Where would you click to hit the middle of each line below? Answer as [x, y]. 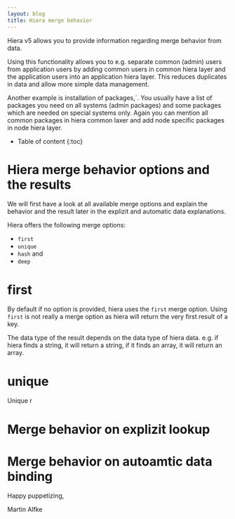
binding [30, 476]
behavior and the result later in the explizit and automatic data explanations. [117, 211]
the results [39, 185]
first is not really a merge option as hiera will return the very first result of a [117, 317]
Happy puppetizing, [36, 496]
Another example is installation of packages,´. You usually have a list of [110, 98]
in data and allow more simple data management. [78, 84]
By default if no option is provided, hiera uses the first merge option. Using [117, 309]
